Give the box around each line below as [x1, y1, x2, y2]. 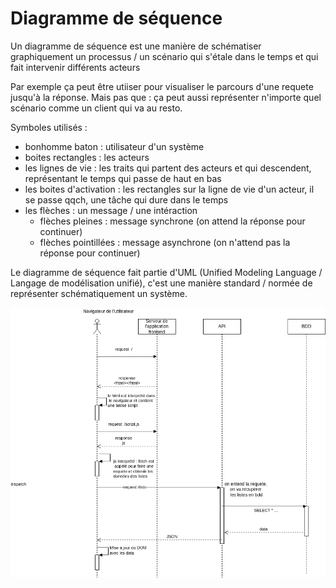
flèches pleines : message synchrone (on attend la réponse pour [39, 215, 306, 227]
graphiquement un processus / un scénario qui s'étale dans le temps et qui [10, 50, 319, 62]
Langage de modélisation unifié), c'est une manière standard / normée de [10, 277, 313, 289]
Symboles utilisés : [10, 121, 88, 133]
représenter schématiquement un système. [10, 287, 188, 299]
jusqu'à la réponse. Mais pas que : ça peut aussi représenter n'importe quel [10, 91, 322, 103]
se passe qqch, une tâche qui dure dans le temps [24, 193, 229, 206]
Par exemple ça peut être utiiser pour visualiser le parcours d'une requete [10, 80, 314, 92]
